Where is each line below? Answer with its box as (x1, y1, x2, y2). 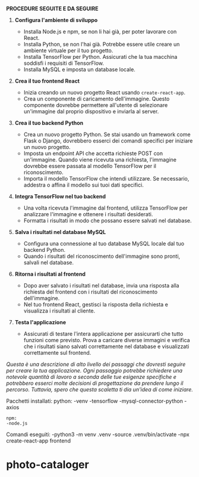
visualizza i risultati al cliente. (23, 307, 96, 314)
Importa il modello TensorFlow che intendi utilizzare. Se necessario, (23, 175, 189, 182)
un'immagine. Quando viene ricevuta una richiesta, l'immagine (23, 156, 177, 163)
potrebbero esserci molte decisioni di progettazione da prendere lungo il (6, 380, 184, 387)
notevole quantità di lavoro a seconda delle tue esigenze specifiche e (6, 374, 177, 380)
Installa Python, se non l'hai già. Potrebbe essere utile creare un (23, 41, 180, 48)
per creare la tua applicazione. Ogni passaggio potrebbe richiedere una (6, 367, 183, 374)
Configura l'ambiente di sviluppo (14, 17, 98, 23)
